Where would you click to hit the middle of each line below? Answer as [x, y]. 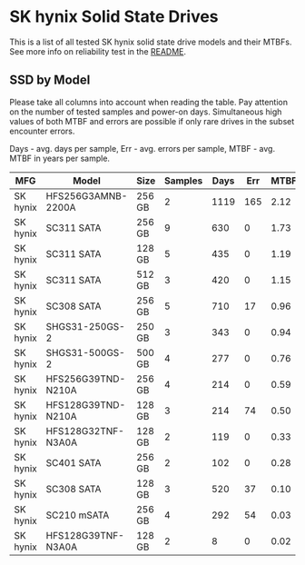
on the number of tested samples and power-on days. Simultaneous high [146, 112]
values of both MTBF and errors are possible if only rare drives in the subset [152, 121]
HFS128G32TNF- [85, 431]
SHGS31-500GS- [85, 352]
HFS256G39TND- [85, 379]
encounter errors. [42, 131]
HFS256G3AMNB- [87, 195]
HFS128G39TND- [85, 404]
